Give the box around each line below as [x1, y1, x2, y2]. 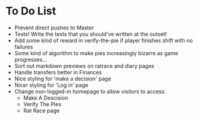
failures [14, 43, 34, 50]
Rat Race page [23, 107, 60, 114]
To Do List [5, 4, 57, 18]
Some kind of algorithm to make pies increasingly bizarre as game [14, 49, 179, 56]
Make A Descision [23, 94, 69, 101]
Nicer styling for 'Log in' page [14, 81, 88, 88]
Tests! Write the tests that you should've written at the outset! [14, 30, 167, 37]
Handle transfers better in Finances [14, 68, 102, 76]
